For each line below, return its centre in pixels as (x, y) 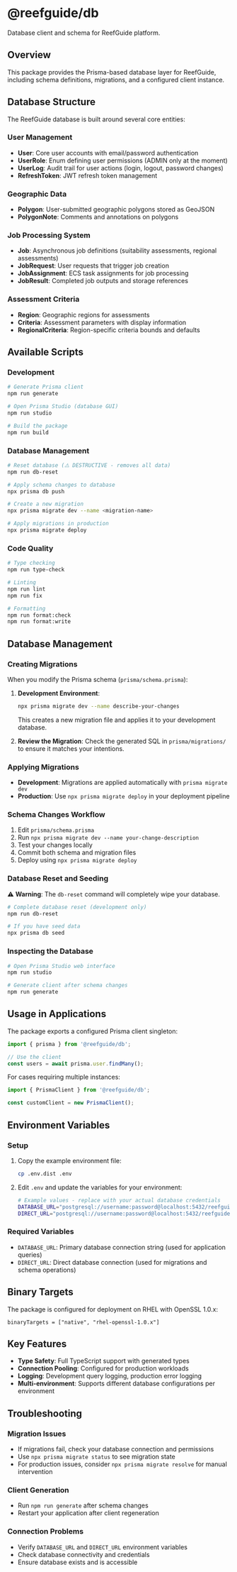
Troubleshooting (45, 1413)
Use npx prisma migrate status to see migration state (96, 1457)
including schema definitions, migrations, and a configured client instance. (116, 79)
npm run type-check (36, 570)
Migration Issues (37, 1434)
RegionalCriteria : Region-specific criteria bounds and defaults (109, 330)
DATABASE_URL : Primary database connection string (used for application (122, 1247)
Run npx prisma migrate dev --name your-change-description (108, 837)
